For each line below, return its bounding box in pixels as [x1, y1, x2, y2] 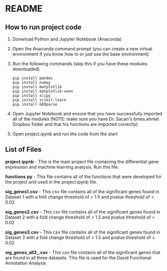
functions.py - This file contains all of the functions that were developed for [5, 173, 162, 180]
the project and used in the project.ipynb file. [5, 179, 98, 185]
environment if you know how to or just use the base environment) [12, 51, 149, 57]
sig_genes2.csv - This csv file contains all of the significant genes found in [5, 209, 161, 215]
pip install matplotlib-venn [12, 89, 73, 94]
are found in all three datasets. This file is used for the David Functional [5, 255, 152, 261]
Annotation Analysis [5, 260, 46, 266]
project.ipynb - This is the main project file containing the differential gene [5, 158, 159, 165]
